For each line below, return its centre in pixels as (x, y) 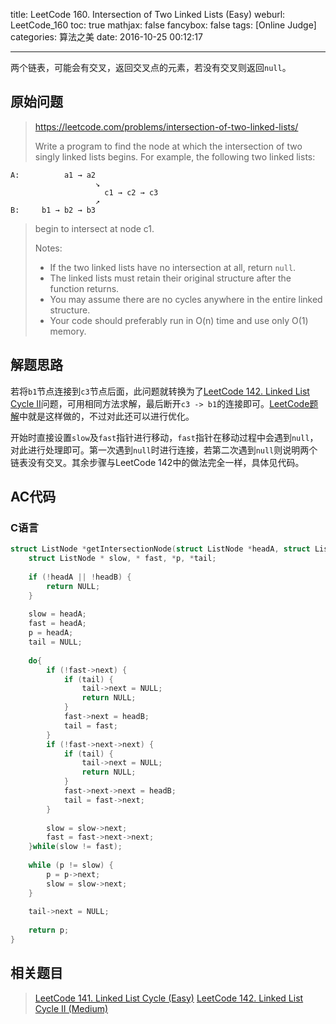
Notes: (48, 248)
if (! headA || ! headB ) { (80, 577)
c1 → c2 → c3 (131, 192)
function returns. (84, 288)
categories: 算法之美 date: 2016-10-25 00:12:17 (106, 37)
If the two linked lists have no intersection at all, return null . (173, 267)
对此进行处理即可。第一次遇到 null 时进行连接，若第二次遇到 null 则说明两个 (164, 450)
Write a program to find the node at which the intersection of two (168, 146)
